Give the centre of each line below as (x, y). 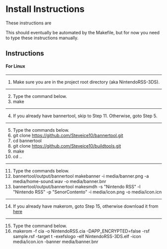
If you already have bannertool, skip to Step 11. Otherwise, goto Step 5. (85, 116)
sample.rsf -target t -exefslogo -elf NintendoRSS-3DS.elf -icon (77, 236)
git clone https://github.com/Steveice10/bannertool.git (68, 135)
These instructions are (28, 23)
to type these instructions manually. (42, 38)
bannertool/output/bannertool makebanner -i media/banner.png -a (81, 176)
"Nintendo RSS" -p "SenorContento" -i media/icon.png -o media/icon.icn (87, 192)
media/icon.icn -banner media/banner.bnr (56, 242)
